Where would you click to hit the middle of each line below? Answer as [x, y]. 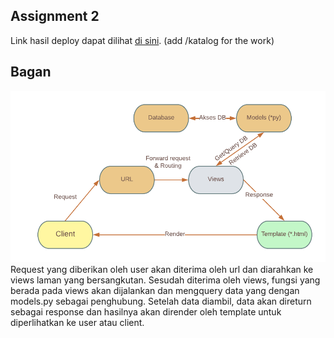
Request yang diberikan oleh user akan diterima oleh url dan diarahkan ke [162, 269]
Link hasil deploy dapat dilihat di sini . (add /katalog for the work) [142, 40]
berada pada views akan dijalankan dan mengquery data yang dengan [155, 290]
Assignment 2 [55, 16]
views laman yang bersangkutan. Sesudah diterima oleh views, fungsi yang [165, 280]
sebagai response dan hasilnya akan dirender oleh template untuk [146, 311]
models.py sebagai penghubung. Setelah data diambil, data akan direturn [161, 301]
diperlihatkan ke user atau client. [77, 322]
